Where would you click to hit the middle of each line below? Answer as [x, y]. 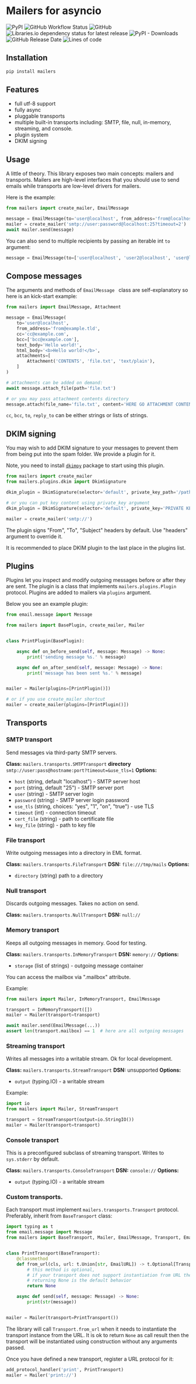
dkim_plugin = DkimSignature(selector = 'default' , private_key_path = [91, 492]
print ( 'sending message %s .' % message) [77, 657]
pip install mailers [31, 71]
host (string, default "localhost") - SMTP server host [77, 781]
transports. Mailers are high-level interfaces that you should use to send [93, 180]
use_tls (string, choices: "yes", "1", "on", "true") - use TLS [84, 806]
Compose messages [44, 276]
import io [18, 1104]
